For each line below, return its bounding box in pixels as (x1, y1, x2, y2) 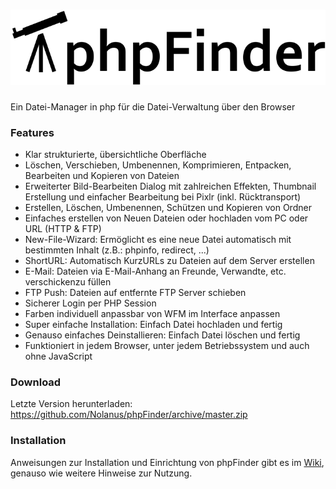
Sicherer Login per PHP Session (24, 297, 157, 309)
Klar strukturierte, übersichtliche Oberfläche (24, 148, 207, 160)
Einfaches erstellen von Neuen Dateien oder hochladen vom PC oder (24, 212, 309, 224)
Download (10, 375, 62, 389)
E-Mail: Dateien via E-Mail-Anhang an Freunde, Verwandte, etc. (24, 265, 287, 277)
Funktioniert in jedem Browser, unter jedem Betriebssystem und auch (24, 339, 310, 351)
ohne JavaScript (24, 350, 93, 362)
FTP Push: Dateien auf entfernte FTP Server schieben (24, 286, 247, 298)
